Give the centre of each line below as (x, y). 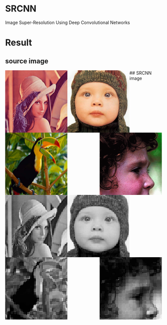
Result (19, 43)
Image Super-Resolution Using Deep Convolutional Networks (68, 22)
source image (27, 61)
